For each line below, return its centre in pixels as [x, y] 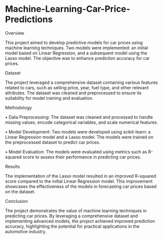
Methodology [19, 107]
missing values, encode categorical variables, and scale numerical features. [81, 122]
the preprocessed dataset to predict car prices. [53, 142]
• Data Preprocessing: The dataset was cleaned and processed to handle [79, 117]
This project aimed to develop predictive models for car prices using [74, 42]
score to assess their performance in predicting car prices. [82, 157]
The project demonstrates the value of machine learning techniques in [76, 211]
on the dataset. [20, 191]
